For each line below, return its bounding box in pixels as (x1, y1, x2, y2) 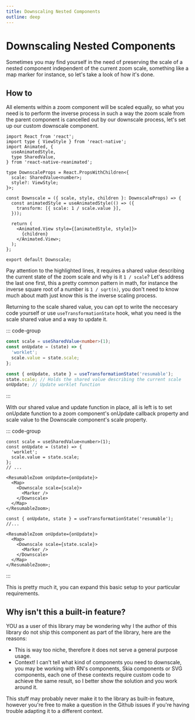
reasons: (6, 635, 27, 642)
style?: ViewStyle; (11, 180, 59, 186)
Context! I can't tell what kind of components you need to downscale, (14, 659, 182, 666)
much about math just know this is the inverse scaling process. (6, 292, 158, 299)
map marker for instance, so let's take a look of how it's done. (6, 71, 155, 78)
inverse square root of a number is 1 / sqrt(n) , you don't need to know (6, 286, 179, 293)
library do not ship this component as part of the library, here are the (6, 629, 171, 636)
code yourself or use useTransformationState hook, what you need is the (6, 310, 182, 317)
